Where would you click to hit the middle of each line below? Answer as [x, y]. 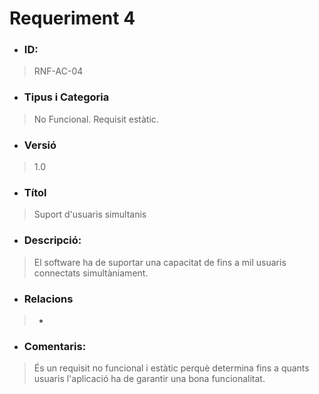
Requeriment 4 [72, 18]
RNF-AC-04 [58, 71]
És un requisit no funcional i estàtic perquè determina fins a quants [171, 368]
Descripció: [52, 240]
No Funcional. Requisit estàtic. [96, 119]
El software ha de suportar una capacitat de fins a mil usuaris [160, 262]
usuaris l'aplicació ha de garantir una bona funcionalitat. [149, 379]
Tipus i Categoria [66, 97]
